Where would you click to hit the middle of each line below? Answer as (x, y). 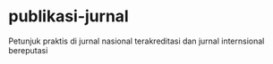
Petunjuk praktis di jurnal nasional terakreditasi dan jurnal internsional (136, 41)
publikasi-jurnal (68, 16)
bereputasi (28, 50)
